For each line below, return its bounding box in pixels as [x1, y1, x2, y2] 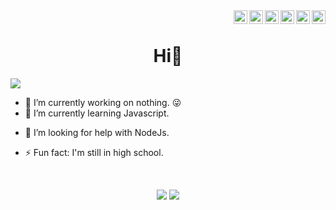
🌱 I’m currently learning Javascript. [24, 107, 170, 119]
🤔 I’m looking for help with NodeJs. [24, 126, 170, 138]
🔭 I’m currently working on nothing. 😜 [24, 96, 182, 108]
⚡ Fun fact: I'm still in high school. [24, 146, 164, 158]
